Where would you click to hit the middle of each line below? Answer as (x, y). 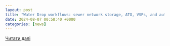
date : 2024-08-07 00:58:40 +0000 (40, 19)
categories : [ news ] (26, 24)
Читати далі (18, 38)
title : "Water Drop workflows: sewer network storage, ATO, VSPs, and (81, 15)
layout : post (19, 10)
